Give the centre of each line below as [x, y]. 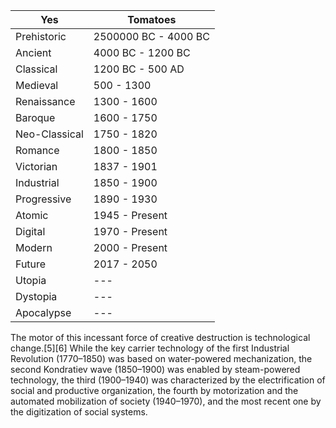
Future [31, 264]
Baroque [35, 117]
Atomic [32, 215]
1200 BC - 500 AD [139, 69]
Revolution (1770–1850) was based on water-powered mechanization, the [161, 358]
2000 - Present [130, 247]
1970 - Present [130, 231]
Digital [30, 231]
